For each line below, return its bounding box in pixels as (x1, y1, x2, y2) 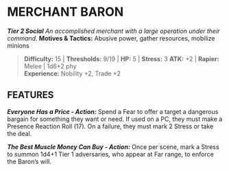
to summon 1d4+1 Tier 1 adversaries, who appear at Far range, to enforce (7, 150, 214, 158)
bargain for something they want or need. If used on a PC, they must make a (7, 115, 223, 123)
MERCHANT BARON (7, 4, 124, 20)
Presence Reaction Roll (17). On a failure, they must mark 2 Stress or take (7, 122, 214, 130)
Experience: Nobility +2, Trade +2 (23, 69, 121, 78)
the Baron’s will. (7, 157, 51, 166)
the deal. (7, 129, 32, 137)
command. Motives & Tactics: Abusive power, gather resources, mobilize (7, 34, 215, 42)
